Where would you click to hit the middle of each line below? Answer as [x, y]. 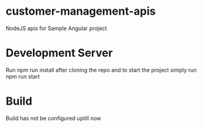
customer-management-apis [81, 11]
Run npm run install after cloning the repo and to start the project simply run [101, 70]
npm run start [23, 76]
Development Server [59, 53]
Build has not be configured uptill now [54, 118]
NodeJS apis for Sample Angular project [57, 28]
